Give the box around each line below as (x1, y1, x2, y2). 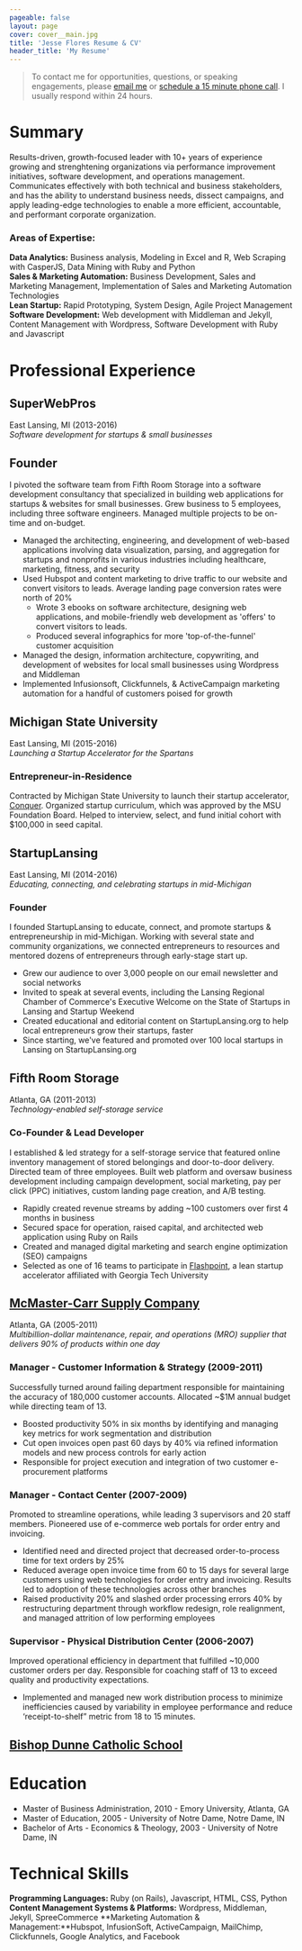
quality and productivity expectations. (9, 1675, 150, 1685)
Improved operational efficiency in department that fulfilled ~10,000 (9, 1656, 260, 1666)
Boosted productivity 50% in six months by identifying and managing (22, 1418, 279, 1429)
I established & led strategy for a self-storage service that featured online (9, 1147, 280, 1158)
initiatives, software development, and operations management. (9, 171, 245, 182)
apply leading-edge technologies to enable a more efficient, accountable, (9, 200, 281, 211)
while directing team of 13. (9, 1401, 107, 1412)
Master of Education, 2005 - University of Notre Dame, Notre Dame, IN (22, 1812, 286, 1823)
